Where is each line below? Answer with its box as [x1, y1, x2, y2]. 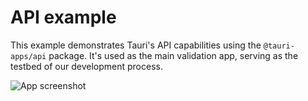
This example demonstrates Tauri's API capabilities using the [10, 39, 262, 51]
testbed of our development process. [10, 60, 163, 72]
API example [10, 6, 117, 29]
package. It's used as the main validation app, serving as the [48, 49, 299, 61]
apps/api [10, 51, 47, 61]
